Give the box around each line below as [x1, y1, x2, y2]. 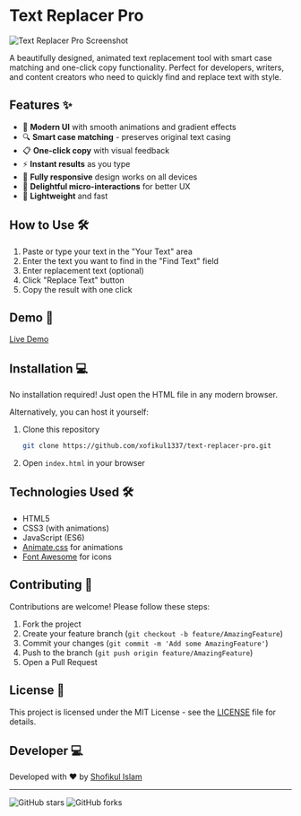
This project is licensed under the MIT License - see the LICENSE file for [9, 706, 276, 717]
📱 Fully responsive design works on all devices [21, 171, 198, 182]
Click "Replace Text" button [21, 275, 125, 285]
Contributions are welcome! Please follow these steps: [9, 601, 211, 611]
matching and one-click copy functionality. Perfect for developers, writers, [9, 62, 285, 73]
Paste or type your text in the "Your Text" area [21, 246, 193, 257]
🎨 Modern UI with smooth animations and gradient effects [21, 121, 237, 132]
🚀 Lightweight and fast [21, 190, 108, 201]
